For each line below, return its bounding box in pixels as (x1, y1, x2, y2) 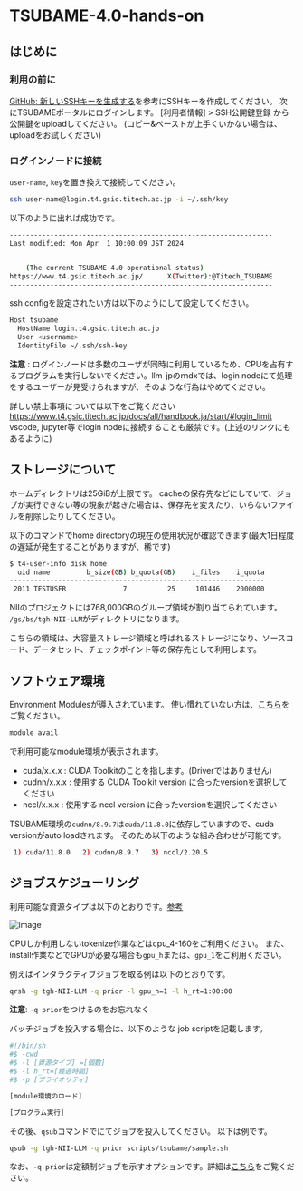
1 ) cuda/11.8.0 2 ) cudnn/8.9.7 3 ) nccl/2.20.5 (13, 847, 208, 857)
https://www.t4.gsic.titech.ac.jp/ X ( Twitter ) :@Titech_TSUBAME (9, 271, 273, 281)
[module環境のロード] (9, 1091, 83, 1100)
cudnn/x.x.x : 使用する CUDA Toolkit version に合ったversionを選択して (22, 776, 288, 787)
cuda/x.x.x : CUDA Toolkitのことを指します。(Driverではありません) (22, 765, 273, 776)
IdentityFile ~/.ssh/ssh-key (17, 341, 128, 350)
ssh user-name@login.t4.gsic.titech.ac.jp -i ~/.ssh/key (9, 195, 229, 204)
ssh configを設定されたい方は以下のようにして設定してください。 (9, 298, 254, 308)
